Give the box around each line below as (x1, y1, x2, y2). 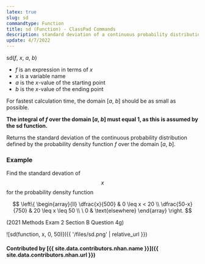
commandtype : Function (6, 20, 64, 26)
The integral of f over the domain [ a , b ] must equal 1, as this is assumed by (6, 116, 198, 123)
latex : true (6, 9, 37, 15)
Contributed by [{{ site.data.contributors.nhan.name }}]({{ (6, 244, 159, 252)
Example (6, 155, 33, 164)
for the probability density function (6, 189, 94, 196)
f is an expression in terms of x (15, 66, 93, 73)
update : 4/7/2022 (6, 37, 51, 43)
